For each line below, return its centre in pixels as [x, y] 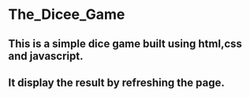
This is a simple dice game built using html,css [125, 44]
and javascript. [46, 56]
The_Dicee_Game [67, 15]
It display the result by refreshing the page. [116, 82]
